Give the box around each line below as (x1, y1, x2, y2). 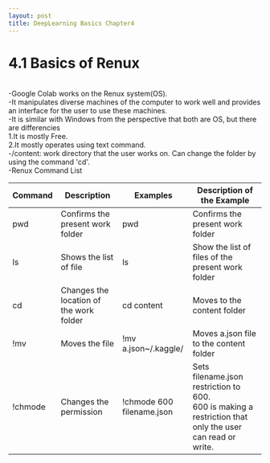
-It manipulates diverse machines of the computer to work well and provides (8, 97, 261, 107)
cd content (121, 300, 163, 311)
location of (60, 295, 101, 306)
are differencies (8, 123, 60, 133)
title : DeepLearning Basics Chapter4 (8, 19, 135, 27)
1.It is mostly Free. (8, 132, 68, 141)
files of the (192, 252, 233, 263)
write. (192, 441, 215, 453)
